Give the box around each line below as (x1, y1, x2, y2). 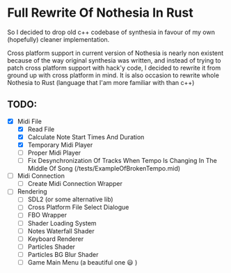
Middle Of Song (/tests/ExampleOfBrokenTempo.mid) (27, 164, 181, 173)
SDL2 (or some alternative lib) (27, 195, 113, 203)
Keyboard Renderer (27, 235, 84, 243)
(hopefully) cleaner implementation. (7, 35, 110, 43)
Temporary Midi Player (27, 141, 93, 149)
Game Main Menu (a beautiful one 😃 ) (27, 258, 138, 266)
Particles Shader (27, 242, 75, 251)
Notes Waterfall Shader (27, 226, 95, 235)
